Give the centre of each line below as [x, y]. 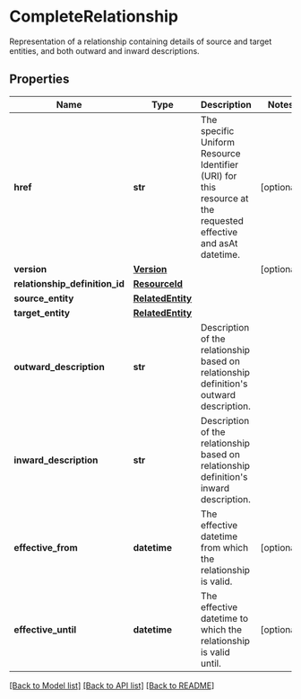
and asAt [219, 243]
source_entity [44, 298]
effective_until [45, 629]
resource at [224, 198]
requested [222, 220]
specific [217, 130]
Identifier [219, 164]
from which [224, 547]
